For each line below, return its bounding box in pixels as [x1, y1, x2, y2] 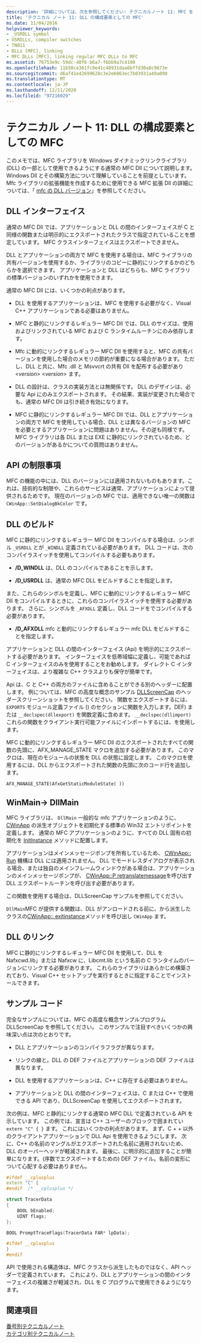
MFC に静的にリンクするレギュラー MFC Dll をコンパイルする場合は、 [6, 537, 179, 544]
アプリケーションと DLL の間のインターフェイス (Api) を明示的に [6, 646, 165, 653]
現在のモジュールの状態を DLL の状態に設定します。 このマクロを [26, 754, 188, 761]
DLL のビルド [6, 519, 55, 529]
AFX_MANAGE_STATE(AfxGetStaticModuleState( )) [6, 781, 125, 787]
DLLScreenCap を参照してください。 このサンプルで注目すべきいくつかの [6, 1023, 188, 1030]
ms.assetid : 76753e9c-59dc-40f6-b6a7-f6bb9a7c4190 [6, 59, 136, 65]
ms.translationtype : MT [6, 76, 66, 82]
